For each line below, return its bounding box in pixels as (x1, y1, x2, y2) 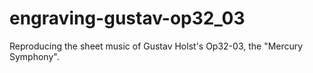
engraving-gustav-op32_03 (9, 7, 246, 30)
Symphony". (9, 50, 60, 62)
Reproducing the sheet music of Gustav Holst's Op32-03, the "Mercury (9, 40, 304, 52)
